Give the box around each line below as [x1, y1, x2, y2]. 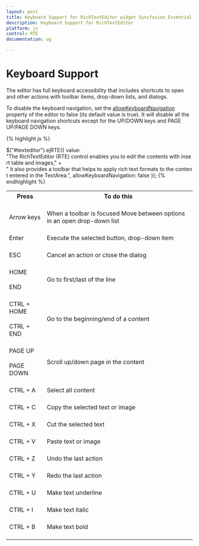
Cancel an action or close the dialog [46, 251, 147, 259]
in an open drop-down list [46, 216, 120, 225]
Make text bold [46, 522, 88, 531]
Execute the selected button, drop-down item [46, 233, 174, 242]
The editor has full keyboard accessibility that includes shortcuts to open [6, 87, 184, 94]
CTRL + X [9, 420, 36, 428]
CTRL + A [9, 386, 36, 394]
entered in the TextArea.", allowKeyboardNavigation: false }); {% [9, 172, 166, 179]
